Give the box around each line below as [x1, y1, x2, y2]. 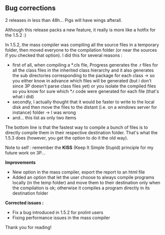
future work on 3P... [5, 150, 45, 156]
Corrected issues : [5, 200, 44, 206]
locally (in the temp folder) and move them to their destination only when [12, 179, 161, 185]
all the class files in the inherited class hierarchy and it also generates [12, 67, 154, 73]
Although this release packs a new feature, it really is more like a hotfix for [5, 27, 156, 33]
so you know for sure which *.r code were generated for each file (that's [12, 88, 159, 94]
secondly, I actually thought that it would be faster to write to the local [12, 99, 155, 105]
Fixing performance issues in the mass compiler [12, 215, 110, 221]
